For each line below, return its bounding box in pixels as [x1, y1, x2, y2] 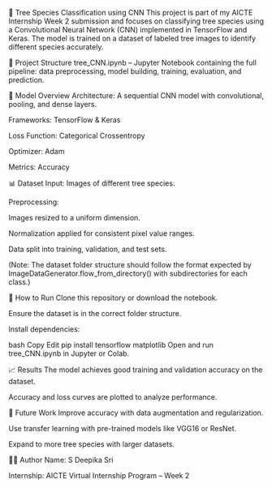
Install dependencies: [8, 324, 80, 334]
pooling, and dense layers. [8, 100, 97, 109]
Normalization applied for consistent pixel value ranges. [8, 229, 195, 238]
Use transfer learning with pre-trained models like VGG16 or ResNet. [8, 424, 237, 433]
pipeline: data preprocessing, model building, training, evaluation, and [8, 66, 242, 76]
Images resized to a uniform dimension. [8, 213, 140, 222]
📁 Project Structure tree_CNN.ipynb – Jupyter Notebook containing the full [8, 58, 257, 67]
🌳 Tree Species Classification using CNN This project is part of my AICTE [8, 8, 253, 17]
